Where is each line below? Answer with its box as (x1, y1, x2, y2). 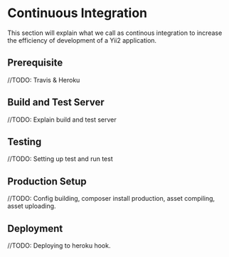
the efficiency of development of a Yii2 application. (7, 36, 157, 44)
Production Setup (7, 175, 87, 187)
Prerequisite (7, 57, 63, 69)
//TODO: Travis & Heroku (7, 75, 80, 84)
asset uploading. (7, 201, 56, 211)
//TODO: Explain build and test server (7, 115, 117, 124)
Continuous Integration (7, 5, 148, 21)
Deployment (7, 222, 63, 234)
